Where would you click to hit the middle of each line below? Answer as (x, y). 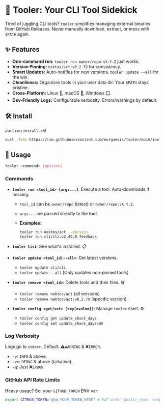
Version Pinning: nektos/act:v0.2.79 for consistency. (67, 66)
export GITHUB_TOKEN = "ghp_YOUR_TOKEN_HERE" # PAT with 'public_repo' (78, 400)
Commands (19, 179)
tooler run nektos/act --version (54, 232)
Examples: (30, 223)
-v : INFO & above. (29, 356)
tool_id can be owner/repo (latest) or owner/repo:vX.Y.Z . (77, 204)
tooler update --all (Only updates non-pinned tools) (74, 273)
